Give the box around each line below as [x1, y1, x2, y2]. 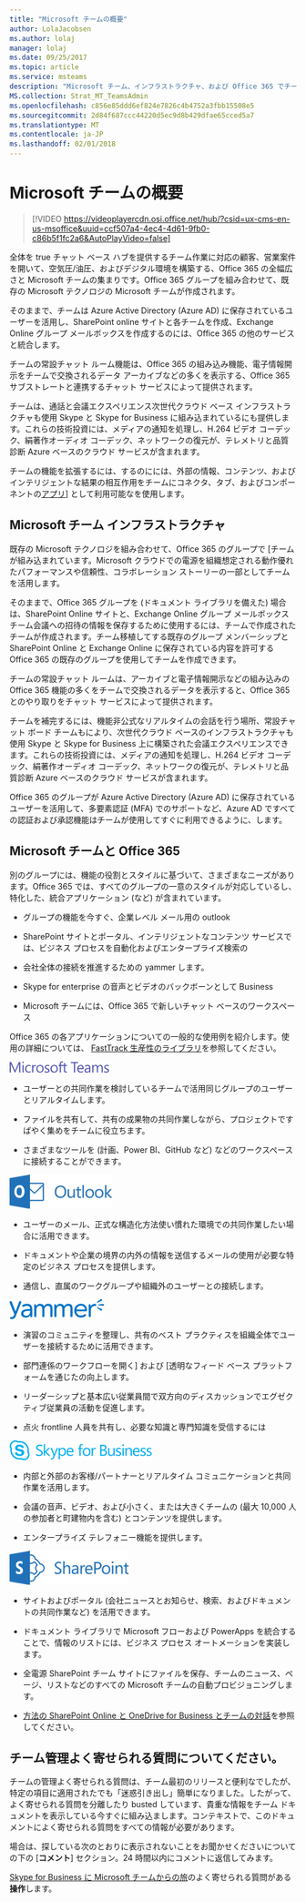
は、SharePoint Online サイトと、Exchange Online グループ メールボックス [9, 608, 290, 619]
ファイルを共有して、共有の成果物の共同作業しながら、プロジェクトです [22, 1114, 294, 1124]
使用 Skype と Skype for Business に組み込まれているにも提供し [40, 412, 282, 422]
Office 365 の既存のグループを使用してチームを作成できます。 [9, 654, 241, 665]
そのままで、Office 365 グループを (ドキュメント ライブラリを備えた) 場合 [9, 596, 287, 607]
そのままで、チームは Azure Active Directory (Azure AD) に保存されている [9, 305, 286, 316]
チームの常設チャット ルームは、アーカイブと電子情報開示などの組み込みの [9, 673, 291, 684]
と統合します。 [9, 339, 66, 350]
